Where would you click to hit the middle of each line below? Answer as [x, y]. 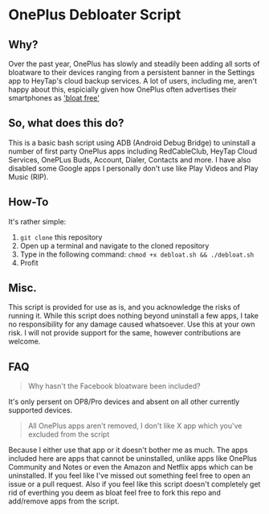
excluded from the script [69, 434]
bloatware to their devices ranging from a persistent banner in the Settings [132, 72]
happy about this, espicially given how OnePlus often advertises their [122, 89]
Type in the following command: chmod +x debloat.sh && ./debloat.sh [137, 254]
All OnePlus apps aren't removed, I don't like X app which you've [135, 426]
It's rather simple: [37, 221]
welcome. [24, 341]
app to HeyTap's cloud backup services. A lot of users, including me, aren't [133, 81]
